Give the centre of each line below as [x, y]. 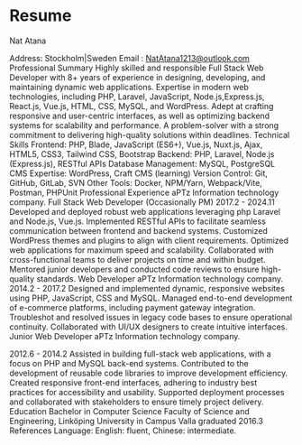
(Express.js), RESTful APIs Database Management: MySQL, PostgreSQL [142, 163]
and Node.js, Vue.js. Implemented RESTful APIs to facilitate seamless [137, 221]
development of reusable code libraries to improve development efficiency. [149, 373]
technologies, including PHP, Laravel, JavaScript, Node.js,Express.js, [137, 97]
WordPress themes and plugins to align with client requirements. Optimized [149, 240]
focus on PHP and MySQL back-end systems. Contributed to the [129, 363]
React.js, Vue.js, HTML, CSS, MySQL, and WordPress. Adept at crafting [142, 106]
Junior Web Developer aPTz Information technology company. [125, 336]
